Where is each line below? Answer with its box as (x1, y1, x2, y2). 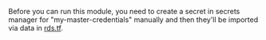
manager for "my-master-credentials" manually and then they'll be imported (8, 15, 259, 24)
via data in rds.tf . (8, 24, 64, 32)
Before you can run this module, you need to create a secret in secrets (8, 7, 240, 16)
